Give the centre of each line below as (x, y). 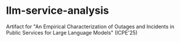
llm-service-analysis (58, 11)
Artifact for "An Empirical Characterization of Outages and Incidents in (90, 26)
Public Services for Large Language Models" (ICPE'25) (72, 32)
